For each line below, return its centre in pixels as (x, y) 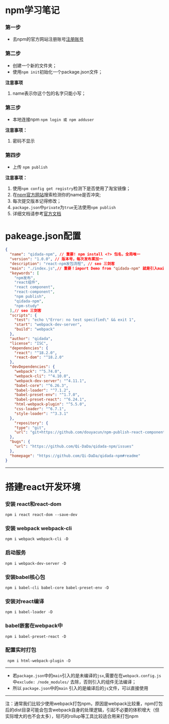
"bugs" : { (20, 442)
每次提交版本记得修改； (37, 201)
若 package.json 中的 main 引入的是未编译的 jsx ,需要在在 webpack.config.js (87, 675)
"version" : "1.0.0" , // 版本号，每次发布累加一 (56, 259)
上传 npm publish (30, 167)
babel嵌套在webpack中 (34, 626)
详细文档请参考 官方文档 (37, 214)
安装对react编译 (25, 601)
